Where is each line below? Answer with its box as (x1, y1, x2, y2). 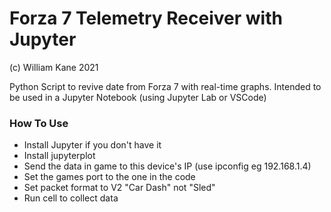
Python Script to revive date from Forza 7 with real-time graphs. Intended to (9, 80, 322, 92)
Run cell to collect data (23, 192, 119, 204)
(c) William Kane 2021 (9, 61, 99, 73)
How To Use (9, 116, 69, 130)
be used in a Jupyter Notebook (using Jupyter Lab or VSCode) (9, 91, 267, 103)
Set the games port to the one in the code (23, 171, 196, 183)
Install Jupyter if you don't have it (23, 139, 162, 151)
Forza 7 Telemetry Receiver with (9, 7, 283, 30)
